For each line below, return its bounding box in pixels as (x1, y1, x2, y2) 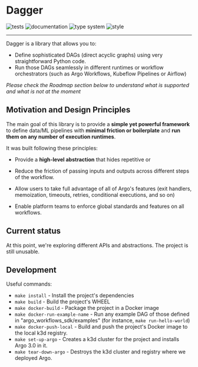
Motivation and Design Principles (6, 105, 131, 115)
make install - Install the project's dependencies (14, 292, 134, 299)
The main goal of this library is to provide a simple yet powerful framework (6, 120, 190, 127)
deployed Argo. (14, 355, 52, 362)
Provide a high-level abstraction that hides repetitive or (14, 156, 151, 163)
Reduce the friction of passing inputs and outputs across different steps (14, 167, 190, 174)
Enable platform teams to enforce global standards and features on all (14, 203, 184, 210)
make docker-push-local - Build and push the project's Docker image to (14, 323, 188, 330)
